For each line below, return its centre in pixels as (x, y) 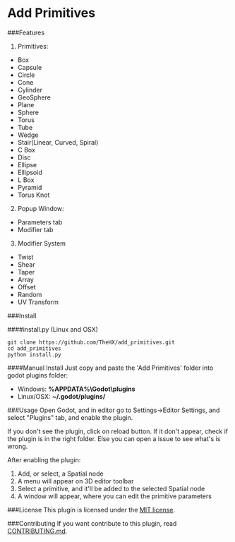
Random (30, 294)
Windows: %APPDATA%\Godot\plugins (76, 389)
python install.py (34, 354)
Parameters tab (40, 222)
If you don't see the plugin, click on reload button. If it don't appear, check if (118, 431)
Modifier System (41, 243)
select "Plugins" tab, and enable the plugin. (70, 417)
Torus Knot (34, 195)
